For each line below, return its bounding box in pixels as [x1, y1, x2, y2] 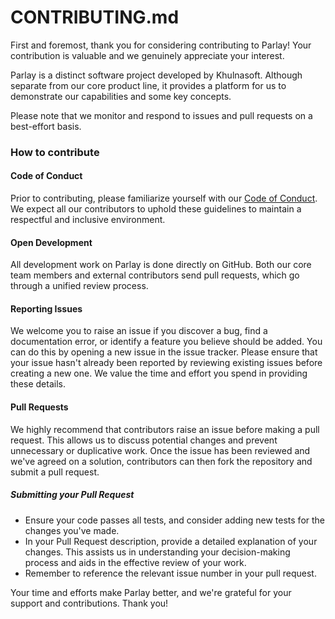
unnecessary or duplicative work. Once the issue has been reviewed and [10, 444, 311, 456]
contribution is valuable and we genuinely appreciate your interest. [10, 49, 285, 61]
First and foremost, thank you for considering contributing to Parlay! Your [10, 39, 312, 51]
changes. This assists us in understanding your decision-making [24, 546, 291, 558]
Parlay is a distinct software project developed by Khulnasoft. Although [10, 69, 303, 81]
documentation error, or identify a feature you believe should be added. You [10, 336, 323, 348]
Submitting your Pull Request [10, 489, 135, 501]
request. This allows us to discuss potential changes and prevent [10, 434, 278, 446]
